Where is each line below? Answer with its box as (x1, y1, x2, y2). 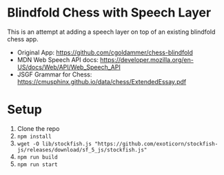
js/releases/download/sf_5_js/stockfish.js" (17, 146, 147, 153)
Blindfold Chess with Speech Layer (7, 5, 212, 21)
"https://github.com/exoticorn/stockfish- (94, 140, 218, 147)
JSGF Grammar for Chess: (17, 70, 92, 79)
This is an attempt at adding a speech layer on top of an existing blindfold (7, 28, 216, 36)
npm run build (17, 154, 58, 161)
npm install (17, 133, 52, 140)
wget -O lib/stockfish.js (17, 140, 92, 147)
